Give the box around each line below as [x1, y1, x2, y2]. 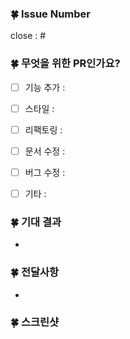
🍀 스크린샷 [10, 315, 60, 329]
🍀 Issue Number [10, 7, 91, 21]
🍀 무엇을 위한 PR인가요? [10, 57, 121, 71]
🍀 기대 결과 [10, 215, 62, 229]
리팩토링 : [24, 123, 63, 136]
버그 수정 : [24, 166, 66, 178]
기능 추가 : [24, 81, 66, 93]
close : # [10, 30, 47, 42]
